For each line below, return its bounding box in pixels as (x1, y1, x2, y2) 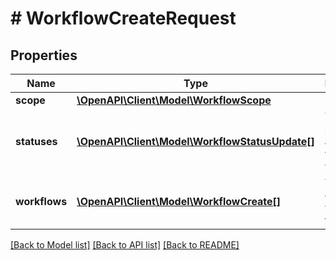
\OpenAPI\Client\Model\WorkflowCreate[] (76, 195, 282, 208)
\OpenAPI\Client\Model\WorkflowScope (76, 93, 272, 107)
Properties (10, 47, 78, 64)
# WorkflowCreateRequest (10, 7, 237, 30)
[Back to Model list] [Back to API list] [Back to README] (10, 239, 240, 251)
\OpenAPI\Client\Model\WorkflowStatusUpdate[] (76, 135, 315, 148)
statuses (15, 135, 58, 148)
